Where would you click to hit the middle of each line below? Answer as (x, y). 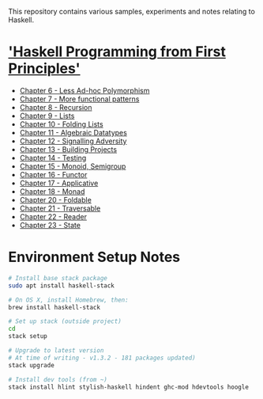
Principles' (44, 68)
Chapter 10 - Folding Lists (62, 124)
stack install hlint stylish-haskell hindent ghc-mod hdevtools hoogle (128, 387)
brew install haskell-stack (54, 307)
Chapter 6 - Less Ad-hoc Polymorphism (85, 90)
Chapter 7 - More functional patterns (79, 99)
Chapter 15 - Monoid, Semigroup (73, 166)
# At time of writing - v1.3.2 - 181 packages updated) (102, 358)
